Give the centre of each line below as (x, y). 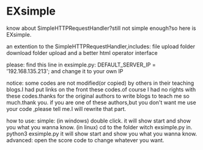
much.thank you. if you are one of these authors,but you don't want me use (102, 102)
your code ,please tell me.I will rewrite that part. (66, 109)
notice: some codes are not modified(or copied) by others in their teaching (100, 83)
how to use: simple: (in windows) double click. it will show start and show (99, 121)
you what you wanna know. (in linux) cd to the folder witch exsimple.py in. (99, 127)
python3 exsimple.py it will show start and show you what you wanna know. (102, 134)
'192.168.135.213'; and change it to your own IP (65, 71)
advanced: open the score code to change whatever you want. (85, 140)
